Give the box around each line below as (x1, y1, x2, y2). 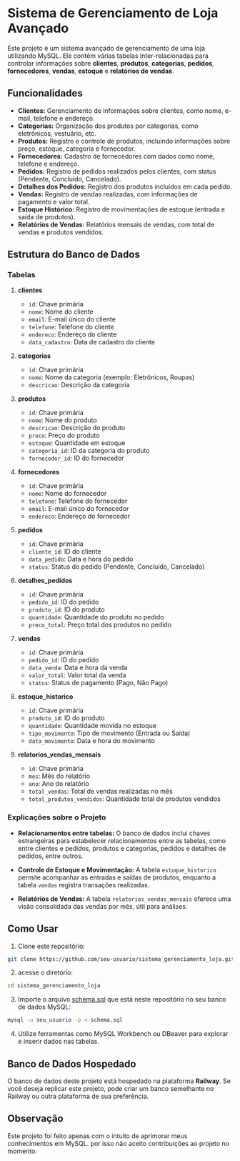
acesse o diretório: (17, 968, 74, 977)
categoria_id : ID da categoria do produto (28, 447, 150, 455)
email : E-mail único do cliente (28, 315, 116, 324)
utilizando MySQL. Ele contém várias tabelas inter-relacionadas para (7, 51, 209, 60)
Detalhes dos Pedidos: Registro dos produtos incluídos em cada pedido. (17, 182, 232, 191)
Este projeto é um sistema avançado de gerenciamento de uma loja (7, 44, 206, 52)
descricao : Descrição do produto (28, 424, 126, 432)
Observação (7, 1112, 64, 1125)
